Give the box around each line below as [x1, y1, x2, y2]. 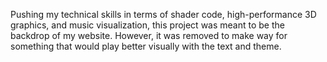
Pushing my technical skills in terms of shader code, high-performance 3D [10, 9, 317, 20]
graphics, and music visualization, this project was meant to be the [10, 19, 285, 31]
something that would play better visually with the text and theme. [10, 40, 282, 52]
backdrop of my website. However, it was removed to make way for [10, 30, 288, 41]
